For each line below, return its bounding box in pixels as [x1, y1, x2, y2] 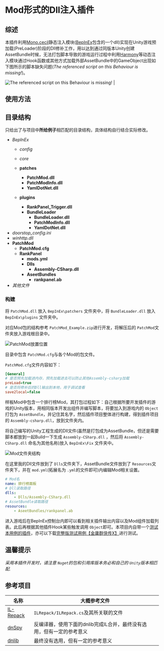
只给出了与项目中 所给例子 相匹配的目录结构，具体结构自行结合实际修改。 [5, 127, 150, 133]
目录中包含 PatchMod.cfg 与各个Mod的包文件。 [5, 351, 98, 357]
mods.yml [26, 256, 48, 262]
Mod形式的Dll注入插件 [5, 4, 95, 16]
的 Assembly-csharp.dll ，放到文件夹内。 [5, 417, 86, 423]
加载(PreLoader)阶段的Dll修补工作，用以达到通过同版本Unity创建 [5, 45, 135, 51]
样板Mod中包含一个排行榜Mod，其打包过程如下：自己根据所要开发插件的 [5, 399, 152, 405]
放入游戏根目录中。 [13, 330, 52, 336]
